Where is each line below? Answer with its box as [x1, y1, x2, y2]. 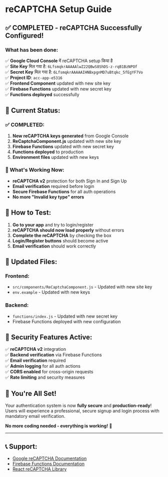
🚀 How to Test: [5, 208, 51, 217]
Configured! [5, 31, 44, 40]
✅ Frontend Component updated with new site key [5, 80, 111, 86]
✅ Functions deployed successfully [5, 91, 79, 97]
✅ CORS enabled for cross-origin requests [5, 369, 93, 375]
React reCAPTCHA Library [12, 466, 67, 472]
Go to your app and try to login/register [12, 221, 94, 227]
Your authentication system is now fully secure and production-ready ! [5, 402, 152, 409]
